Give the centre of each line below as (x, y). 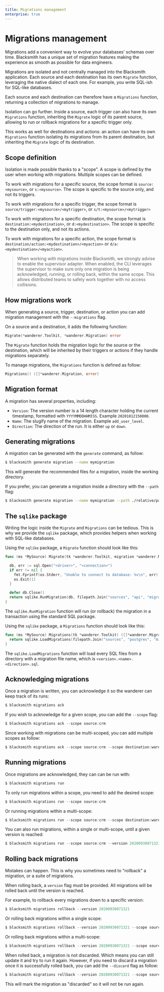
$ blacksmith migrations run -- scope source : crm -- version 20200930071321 (83, 844)
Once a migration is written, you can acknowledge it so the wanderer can (79, 691)
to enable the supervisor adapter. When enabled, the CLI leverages (84, 264)
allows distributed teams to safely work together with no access (81, 280)
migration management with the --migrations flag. (56, 317)
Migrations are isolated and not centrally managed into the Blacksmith (75, 72)
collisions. (27, 285)
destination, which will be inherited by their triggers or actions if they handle (82, 350)
